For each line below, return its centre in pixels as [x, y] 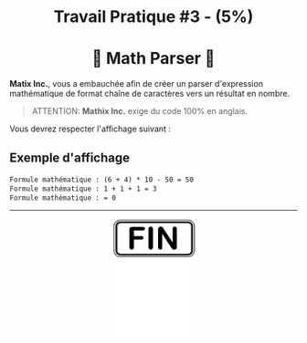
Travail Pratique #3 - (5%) [153, 17]
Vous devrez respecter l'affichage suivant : [90, 129]
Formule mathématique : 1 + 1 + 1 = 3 [83, 189]
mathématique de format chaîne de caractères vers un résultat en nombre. [150, 94]
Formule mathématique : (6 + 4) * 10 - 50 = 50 [102, 180]
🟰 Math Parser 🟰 [153, 59]
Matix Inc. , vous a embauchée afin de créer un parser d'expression [136, 84]
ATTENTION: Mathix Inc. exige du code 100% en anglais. [140, 111]
